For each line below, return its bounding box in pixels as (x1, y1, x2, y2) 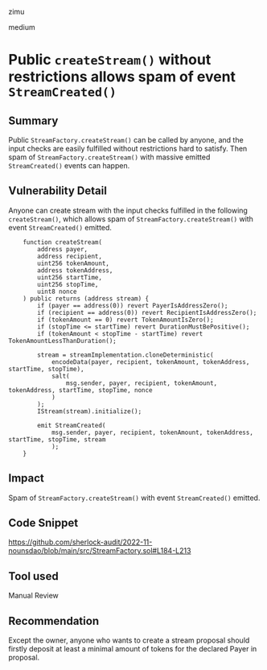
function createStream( (23, 238, 103, 246)
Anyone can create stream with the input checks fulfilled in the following (8, 205, 248, 215)
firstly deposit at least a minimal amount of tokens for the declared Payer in (8, 644, 257, 654)
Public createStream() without (8, 51, 212, 69)
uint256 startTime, (37, 273, 103, 281)
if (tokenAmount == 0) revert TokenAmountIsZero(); (37, 316, 215, 324)
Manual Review (8, 591, 59, 601)
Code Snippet (8, 516, 79, 530)
